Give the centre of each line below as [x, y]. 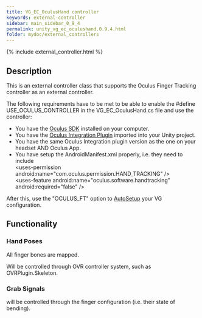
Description [29, 71]
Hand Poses [24, 241]
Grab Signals [26, 288]
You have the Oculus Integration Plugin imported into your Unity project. [105, 135]
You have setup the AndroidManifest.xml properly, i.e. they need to [99, 154]
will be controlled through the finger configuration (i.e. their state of [91, 302]
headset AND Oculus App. [48, 148]
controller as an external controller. [50, 92]
